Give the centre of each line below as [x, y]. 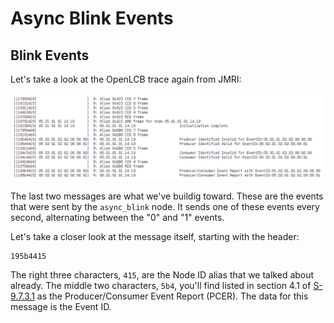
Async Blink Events [92, 18]
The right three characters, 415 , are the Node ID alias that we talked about [162, 274]
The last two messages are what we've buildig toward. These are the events [167, 196]
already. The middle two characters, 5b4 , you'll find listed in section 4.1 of [161, 285]
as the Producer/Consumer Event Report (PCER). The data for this [172, 296]
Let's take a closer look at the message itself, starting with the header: [155, 236]
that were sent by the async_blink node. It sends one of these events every [165, 206]
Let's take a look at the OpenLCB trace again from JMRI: [126, 79]
